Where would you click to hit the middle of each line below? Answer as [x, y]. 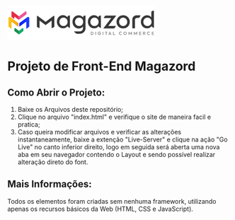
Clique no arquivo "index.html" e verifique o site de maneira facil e [114, 117]
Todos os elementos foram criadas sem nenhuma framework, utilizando [112, 201]
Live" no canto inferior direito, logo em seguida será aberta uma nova [119, 147]
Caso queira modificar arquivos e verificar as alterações [99, 132]
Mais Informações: [50, 184]
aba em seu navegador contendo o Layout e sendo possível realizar [116, 155]
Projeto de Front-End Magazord [102, 66]
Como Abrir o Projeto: [56, 92]
